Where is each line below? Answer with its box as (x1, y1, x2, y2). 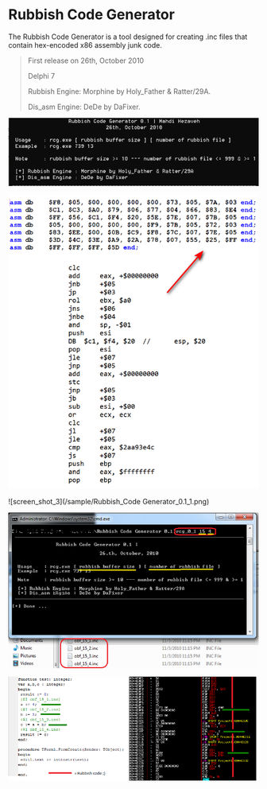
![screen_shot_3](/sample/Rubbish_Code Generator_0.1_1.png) (8, 497, 210, 507)
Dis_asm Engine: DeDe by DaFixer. (27, 102, 141, 111)
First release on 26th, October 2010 (27, 56, 145, 65)
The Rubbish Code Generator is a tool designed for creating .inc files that (8, 32, 248, 41)
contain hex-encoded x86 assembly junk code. (8, 40, 163, 49)
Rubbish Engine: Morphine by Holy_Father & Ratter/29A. (27, 86, 211, 96)
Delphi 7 (27, 71, 56, 80)
